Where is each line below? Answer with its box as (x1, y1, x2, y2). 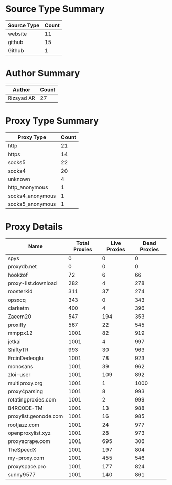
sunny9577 (8, 471, 36, 478)
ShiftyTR (8, 346, 29, 353)
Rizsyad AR (8, 94, 35, 101)
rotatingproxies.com (8, 396, 56, 403)
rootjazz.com (8, 421, 39, 428)
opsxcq (8, 296, 26, 303)
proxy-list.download (8, 280, 57, 287)
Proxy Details (5, 221, 63, 233)
